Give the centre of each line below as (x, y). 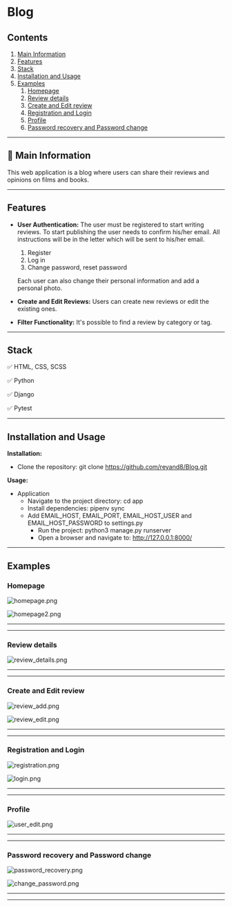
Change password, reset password (77, 267)
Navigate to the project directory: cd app (85, 501)
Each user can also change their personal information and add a (108, 280)
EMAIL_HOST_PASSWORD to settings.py (85, 523)
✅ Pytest (20, 408)
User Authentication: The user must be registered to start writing (110, 225)
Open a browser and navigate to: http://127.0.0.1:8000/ (115, 538)
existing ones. (37, 309)
